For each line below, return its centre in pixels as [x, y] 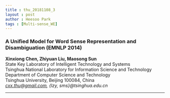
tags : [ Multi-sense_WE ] [31, 24]
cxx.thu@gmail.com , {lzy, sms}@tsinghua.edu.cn [56, 85]
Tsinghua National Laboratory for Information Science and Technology [78, 69]
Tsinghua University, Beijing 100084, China [50, 80]
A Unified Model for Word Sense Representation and [71, 42]
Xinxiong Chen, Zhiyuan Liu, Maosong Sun [51, 59]
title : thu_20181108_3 [30, 10]
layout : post [20, 15]
